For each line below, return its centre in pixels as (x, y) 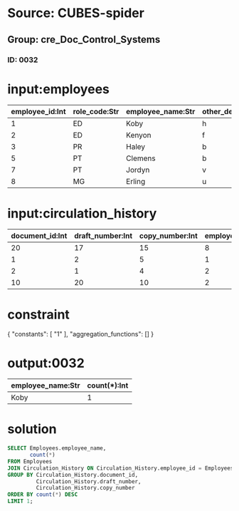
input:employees (59, 89)
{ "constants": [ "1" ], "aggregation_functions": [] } (81, 334)
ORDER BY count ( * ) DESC (43, 495)
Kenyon (138, 135)
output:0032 (46, 363)
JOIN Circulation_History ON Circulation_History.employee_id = (105, 468)
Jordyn (138, 170)
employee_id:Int (38, 112)
